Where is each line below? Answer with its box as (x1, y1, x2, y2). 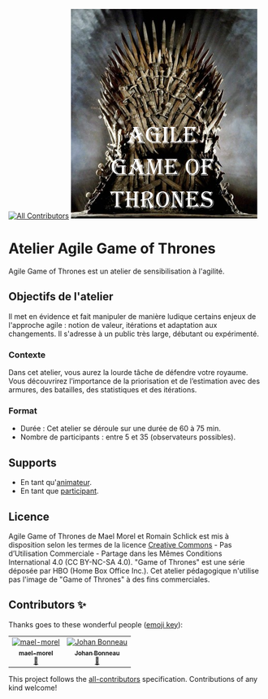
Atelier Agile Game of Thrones (8, 239, 217, 258)
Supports (8, 456, 57, 470)
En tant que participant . (19, 486, 99, 496)
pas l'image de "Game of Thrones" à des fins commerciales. (8, 574, 210, 584)
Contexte (8, 349, 46, 360)
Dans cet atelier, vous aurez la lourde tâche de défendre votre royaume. (8, 368, 249, 378)
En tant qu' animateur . (19, 478, 92, 487)
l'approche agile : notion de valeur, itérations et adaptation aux (8, 320, 218, 330)
